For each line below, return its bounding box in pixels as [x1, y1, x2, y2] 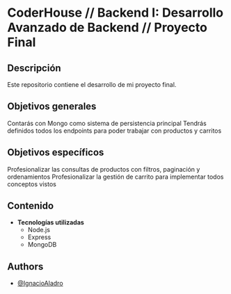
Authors [7, 261, 44, 272]
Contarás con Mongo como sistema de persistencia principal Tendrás [7, 119, 207, 127]
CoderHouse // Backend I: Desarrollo [7, 5, 224, 21]
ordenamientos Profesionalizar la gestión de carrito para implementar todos [7, 172, 224, 181]
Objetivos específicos [7, 147, 104, 158]
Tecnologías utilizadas [17, 218, 85, 227]
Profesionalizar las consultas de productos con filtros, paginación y [7, 165, 200, 173]
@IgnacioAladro [17, 279, 64, 288]
